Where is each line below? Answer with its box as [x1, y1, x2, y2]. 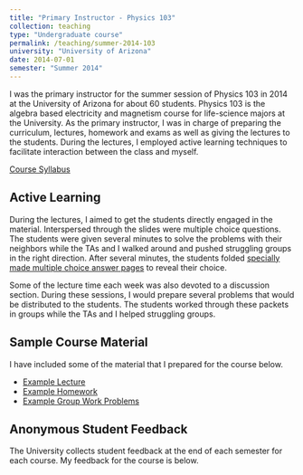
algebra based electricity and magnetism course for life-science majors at [9, 108, 285, 119]
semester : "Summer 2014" [9, 64, 103, 73]
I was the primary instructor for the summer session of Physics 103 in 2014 [9, 88, 288, 100]
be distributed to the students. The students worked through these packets [9, 299, 289, 309]
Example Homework [22, 385, 98, 396]
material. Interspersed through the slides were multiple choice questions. [9, 223, 281, 234]
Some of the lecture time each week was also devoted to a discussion [9, 280, 270, 290]
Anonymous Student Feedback [9, 422, 188, 437]
